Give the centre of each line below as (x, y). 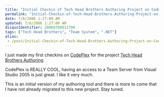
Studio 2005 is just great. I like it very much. (49, 74)
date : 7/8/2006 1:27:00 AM (32, 18)
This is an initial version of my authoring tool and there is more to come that (81, 84)
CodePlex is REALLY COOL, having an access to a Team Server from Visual (81, 69)
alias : (12, 37)
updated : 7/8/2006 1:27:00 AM (36, 23)
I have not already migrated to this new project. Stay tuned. (64, 89)
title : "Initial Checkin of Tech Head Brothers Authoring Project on (77, 9)
